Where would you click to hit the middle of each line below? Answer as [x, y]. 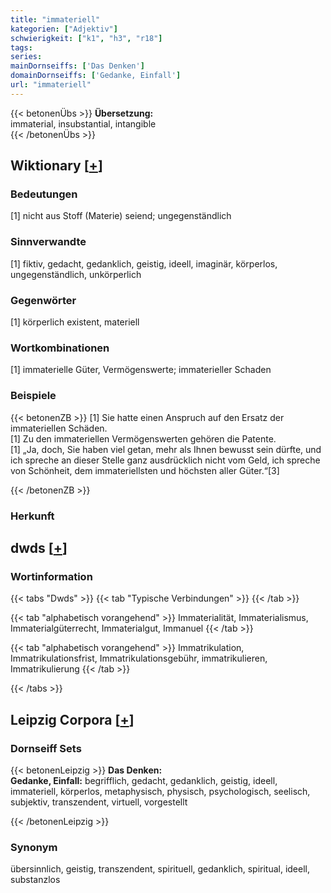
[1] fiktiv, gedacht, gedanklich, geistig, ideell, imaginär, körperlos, [144, 263]
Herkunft [32, 516]
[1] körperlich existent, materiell [75, 322]
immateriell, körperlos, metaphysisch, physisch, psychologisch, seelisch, [160, 791]
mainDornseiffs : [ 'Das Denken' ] [77, 66]
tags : [21, 47]
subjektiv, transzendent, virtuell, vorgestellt [99, 802]
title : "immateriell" [55, 19]
